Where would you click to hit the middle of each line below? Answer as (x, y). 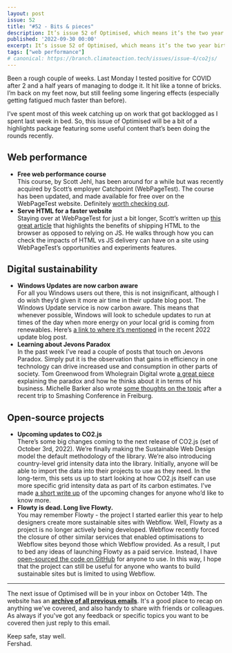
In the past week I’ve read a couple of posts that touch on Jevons (110, 352)
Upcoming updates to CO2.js (59, 434)
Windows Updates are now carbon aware (77, 286)
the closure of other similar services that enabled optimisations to (110, 537)
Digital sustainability (52, 269)
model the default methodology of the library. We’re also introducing (114, 456)
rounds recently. (30, 135)
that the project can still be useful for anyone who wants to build (108, 567)
